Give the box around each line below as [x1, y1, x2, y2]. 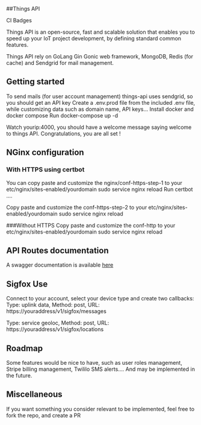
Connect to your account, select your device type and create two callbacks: [6, 295, 194, 302]
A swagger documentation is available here [6, 261, 114, 268]
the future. [6, 371, 32, 379]
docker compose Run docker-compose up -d [6, 111, 119, 119]
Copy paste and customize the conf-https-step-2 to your [6, 203, 147, 211]
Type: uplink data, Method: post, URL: [6, 301, 100, 309]
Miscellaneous [6, 389, 63, 400]
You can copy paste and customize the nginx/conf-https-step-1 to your [6, 179, 182, 186]
